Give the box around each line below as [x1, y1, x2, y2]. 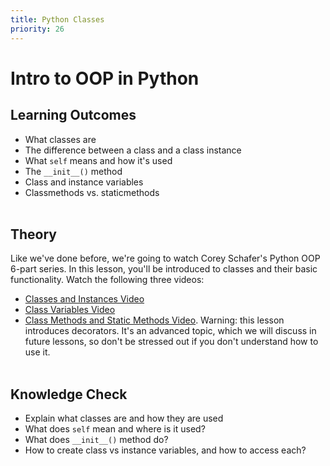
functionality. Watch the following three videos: [10, 274, 205, 286]
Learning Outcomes [10, 107, 137, 124]
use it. [24, 346, 51, 358]
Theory [10, 226, 58, 243]
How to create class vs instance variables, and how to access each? [24, 444, 307, 456]
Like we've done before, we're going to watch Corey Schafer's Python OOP [10, 252, 321, 265]
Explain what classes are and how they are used [24, 412, 224, 425]
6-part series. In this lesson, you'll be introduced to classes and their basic [10, 263, 318, 275]
